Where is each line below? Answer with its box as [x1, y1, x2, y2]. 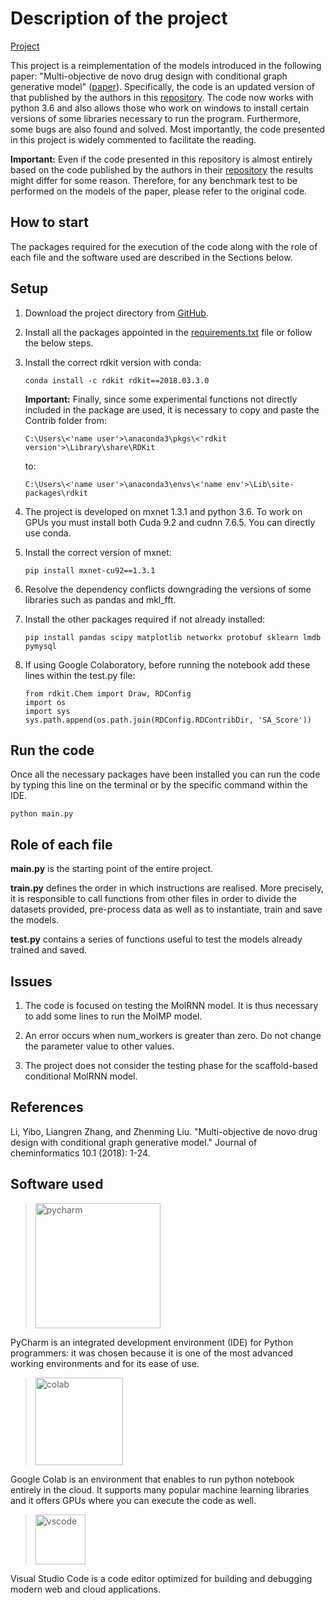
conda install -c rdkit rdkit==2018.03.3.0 [24, 375, 210, 386]
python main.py [10, 809, 74, 819]
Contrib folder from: [24, 414, 107, 426]
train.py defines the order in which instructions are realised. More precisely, [10, 882, 325, 894]
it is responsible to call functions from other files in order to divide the [10, 893, 298, 905]
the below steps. [24, 337, 94, 349]
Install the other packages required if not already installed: [24, 613, 266, 625]
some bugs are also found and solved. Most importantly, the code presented [10, 123, 326, 135]
